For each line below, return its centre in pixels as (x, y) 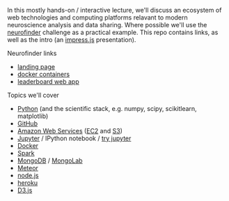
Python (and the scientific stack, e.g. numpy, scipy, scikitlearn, (107, 109)
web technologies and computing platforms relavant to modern (97, 17)
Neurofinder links (32, 53)
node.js (28, 175)
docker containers (44, 74)
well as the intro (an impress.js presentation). (72, 40)
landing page (36, 67)
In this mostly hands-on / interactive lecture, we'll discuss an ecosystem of (114, 10)
